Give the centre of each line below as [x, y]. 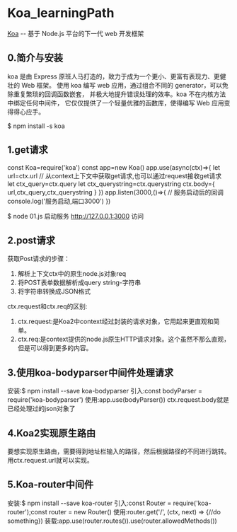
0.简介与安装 [35, 58]
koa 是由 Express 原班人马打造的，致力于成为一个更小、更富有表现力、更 [114, 76]
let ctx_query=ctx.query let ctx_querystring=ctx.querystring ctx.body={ [111, 184]
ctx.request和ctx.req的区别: [47, 306]
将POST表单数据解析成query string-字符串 [79, 283]
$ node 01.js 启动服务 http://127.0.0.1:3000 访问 [75, 216]
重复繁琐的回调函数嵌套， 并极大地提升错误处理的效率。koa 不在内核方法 [120, 94]
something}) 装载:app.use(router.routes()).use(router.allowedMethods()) [112, 521]
